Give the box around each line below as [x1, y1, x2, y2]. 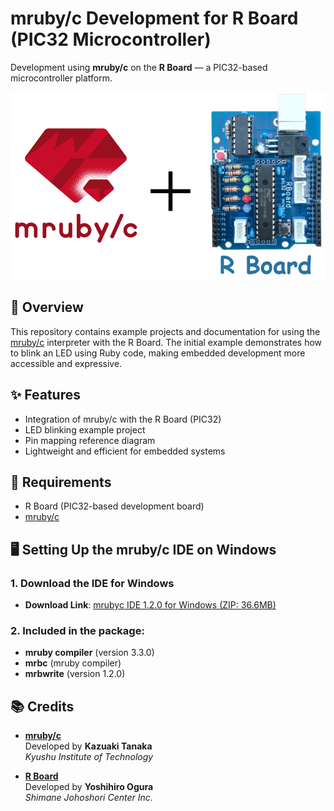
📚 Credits [10, 698, 75, 715]
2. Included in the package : [10, 623, 145, 637]
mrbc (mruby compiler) [24, 657, 122, 669]
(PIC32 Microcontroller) [10, 28, 212, 51]
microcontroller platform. [10, 72, 113, 84]
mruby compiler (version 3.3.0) [24, 647, 155, 659]
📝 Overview [10, 299, 84, 316]
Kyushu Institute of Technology [24, 751, 154, 763]
